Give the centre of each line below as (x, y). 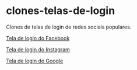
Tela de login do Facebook (38, 38)
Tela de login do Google (35, 61)
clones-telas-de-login (61, 11)
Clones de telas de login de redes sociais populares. (69, 27)
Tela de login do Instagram (38, 49)
